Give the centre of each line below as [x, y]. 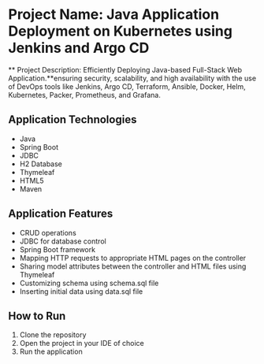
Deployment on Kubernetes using [120, 31]
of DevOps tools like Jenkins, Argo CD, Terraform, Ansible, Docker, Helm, [127, 86]
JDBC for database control [63, 241]
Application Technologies [73, 120]
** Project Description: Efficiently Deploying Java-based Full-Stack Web [125, 69]
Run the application [51, 351]
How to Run [37, 316]
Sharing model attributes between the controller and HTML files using [133, 266]
